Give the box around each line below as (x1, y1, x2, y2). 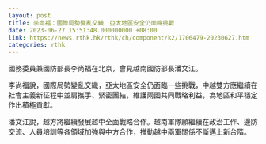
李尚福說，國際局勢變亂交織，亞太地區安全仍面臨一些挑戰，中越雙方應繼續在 (8, 81, 258, 90)
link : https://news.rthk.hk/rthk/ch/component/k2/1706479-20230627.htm (8, 33, 249, 42)
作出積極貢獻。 (8, 100, 57, 110)
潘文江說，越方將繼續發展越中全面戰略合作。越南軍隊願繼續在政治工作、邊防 (8, 117, 258, 127)
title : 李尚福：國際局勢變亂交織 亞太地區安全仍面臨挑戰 (8, 19, 175, 27)
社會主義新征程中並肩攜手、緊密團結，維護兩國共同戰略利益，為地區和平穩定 (8, 90, 258, 100)
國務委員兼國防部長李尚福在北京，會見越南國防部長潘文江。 (8, 64, 203, 74)
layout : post (8, 11, 51, 20)
